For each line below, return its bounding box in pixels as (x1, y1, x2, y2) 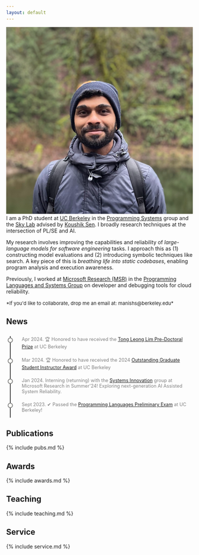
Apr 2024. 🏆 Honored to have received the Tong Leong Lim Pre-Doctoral (21, 336, 183, 343)
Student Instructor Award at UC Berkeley (21, 365, 111, 371)
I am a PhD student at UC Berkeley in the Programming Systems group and (6, 214, 189, 222)
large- (164, 238, 179, 245)
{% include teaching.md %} (6, 510, 74, 517)
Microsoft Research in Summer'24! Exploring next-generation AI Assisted (21, 383, 182, 390)
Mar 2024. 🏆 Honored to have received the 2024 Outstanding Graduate (21, 357, 181, 363)
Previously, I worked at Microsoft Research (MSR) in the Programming (6, 275, 176, 282)
